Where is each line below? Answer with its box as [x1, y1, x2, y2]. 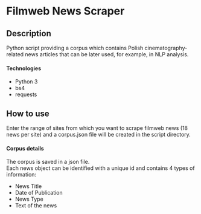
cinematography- [144, 44, 188, 51]
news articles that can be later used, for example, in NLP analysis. [25, 51, 189, 58]
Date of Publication [14, 189, 63, 196]
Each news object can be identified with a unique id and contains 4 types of [6, 164, 195, 172]
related [6, 51, 24, 58]
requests [14, 91, 37, 98]
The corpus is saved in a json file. [6, 158, 90, 166]
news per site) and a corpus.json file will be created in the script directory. [6, 131, 191, 138]
